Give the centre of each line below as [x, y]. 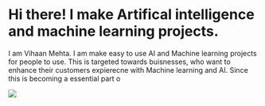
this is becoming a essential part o [64, 78]
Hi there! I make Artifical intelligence [131, 15]
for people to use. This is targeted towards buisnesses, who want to [119, 62]
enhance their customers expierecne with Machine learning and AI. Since [128, 70]
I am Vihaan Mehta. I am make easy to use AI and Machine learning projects [132, 53]
